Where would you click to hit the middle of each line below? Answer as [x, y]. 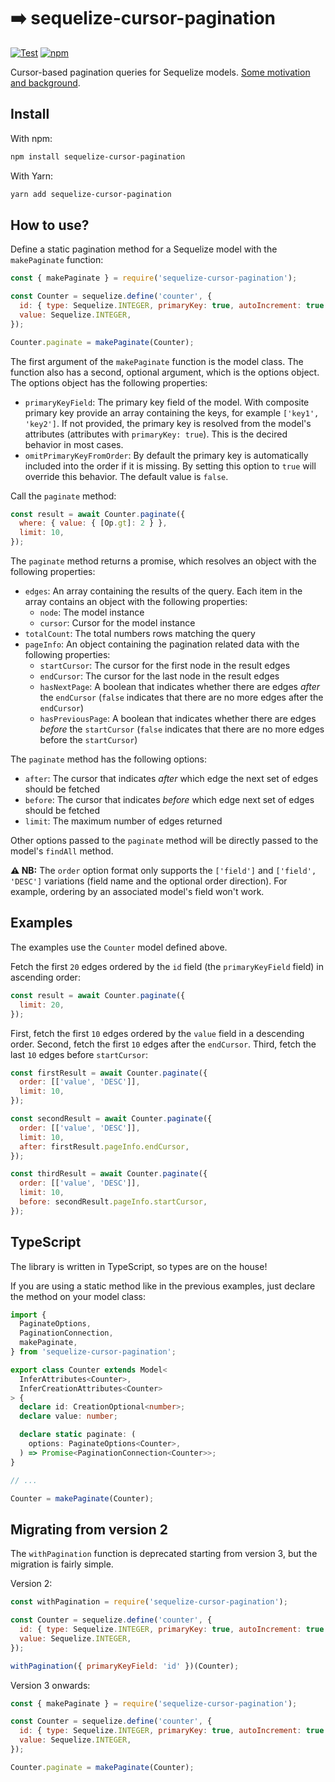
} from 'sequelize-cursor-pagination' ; [93, 1352]
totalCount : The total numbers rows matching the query [140, 634]
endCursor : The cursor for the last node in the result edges [159, 676]
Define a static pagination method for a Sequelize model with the [144, 249]
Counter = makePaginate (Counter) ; [82, 1498]
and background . [45, 82]
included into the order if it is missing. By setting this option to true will [170, 466]
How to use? [50, 225]
